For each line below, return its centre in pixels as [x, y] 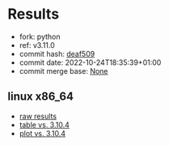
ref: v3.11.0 [37, 45]
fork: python [40, 36]
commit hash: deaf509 [57, 54]
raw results [38, 116]
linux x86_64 [41, 97]
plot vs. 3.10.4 [42, 133]
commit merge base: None [63, 71]
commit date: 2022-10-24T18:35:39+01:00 [90, 62]
